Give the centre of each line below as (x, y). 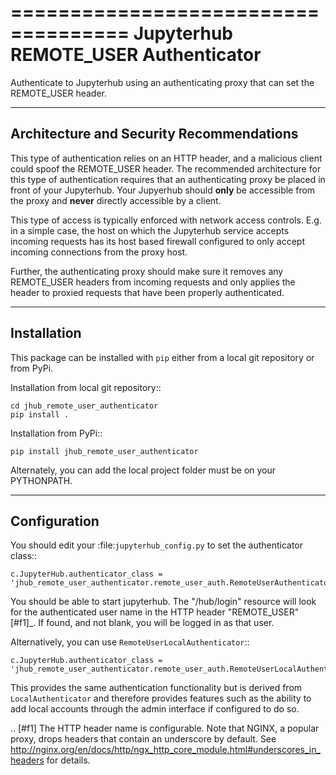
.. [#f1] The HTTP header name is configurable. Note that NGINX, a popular (165, 728)
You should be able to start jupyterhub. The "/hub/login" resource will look (163, 602)
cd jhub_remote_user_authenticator (84, 406)
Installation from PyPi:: (56, 433)
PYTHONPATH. (41, 480)
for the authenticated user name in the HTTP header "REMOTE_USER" (155, 612)
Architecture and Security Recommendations (154, 134)
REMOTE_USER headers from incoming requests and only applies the (153, 282)
